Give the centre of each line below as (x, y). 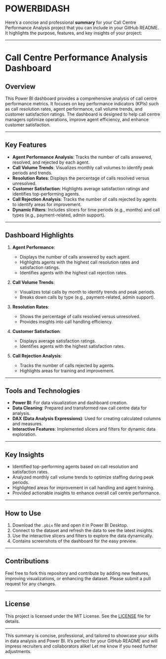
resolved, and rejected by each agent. (51, 162)
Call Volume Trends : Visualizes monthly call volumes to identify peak (83, 167)
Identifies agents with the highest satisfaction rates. (72, 346)
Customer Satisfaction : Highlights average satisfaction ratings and (81, 189)
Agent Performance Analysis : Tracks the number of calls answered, (82, 157)
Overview (21, 87)
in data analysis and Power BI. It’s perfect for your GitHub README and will (82, 641)
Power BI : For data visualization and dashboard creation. (70, 403)
